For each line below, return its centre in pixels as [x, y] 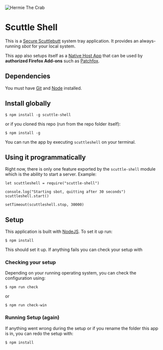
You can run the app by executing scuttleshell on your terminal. [70, 142]
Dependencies [28, 76]
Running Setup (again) [32, 318]
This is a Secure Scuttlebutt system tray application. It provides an [72, 41]
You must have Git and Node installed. [44, 88]
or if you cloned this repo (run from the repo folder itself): [63, 124]
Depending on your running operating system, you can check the [71, 273]
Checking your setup [31, 262]
